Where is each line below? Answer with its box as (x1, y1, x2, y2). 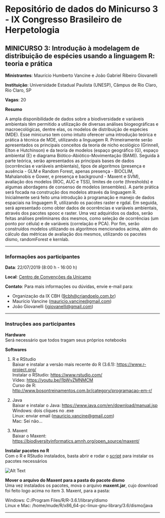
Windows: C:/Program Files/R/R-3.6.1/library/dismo (5, 497, 108, 503)
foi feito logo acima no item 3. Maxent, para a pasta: (5, 487, 110, 493)
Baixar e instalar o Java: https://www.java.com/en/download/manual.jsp (12, 402, 158, 408)
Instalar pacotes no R (5, 448, 49, 453)
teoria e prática (5, 59, 53, 68)
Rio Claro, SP (5, 87, 32, 93)
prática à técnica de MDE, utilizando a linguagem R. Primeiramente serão (5, 137, 153, 142)
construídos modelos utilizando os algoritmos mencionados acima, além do (5, 226, 158, 232)
